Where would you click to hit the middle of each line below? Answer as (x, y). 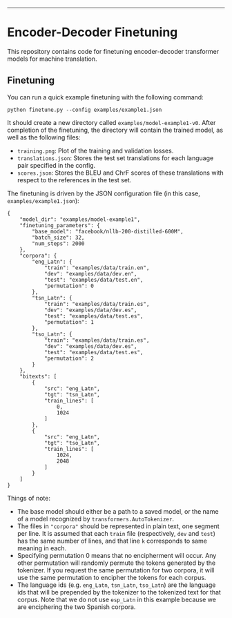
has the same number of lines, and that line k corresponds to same (112, 541)
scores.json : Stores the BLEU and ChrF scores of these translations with (120, 173)
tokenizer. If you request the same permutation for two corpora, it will (116, 570)
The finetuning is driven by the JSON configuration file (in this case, (104, 193)
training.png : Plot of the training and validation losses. (95, 151)
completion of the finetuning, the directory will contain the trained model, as (115, 130)
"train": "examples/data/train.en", (97, 268)
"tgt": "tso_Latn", (72, 443)
